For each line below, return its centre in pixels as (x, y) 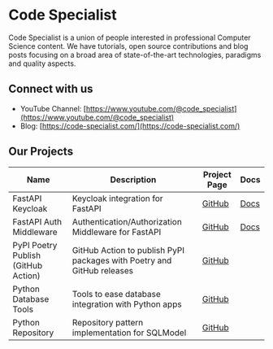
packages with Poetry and (122, 260)
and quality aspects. (42, 63)
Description (133, 179)
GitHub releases (103, 270)
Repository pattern (108, 322)
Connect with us (51, 89)
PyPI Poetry (35, 245)
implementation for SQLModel (129, 333)
